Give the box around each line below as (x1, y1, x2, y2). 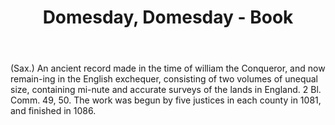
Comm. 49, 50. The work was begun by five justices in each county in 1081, (10, 94, 322, 106)
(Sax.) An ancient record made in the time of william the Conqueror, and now (10, 62, 326, 75)
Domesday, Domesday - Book (42, 6, 294, 29)
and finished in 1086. (10, 105, 97, 117)
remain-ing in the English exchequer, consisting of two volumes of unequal (10, 73, 318, 85)
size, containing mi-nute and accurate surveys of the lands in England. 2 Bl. (10, 84, 322, 96)
